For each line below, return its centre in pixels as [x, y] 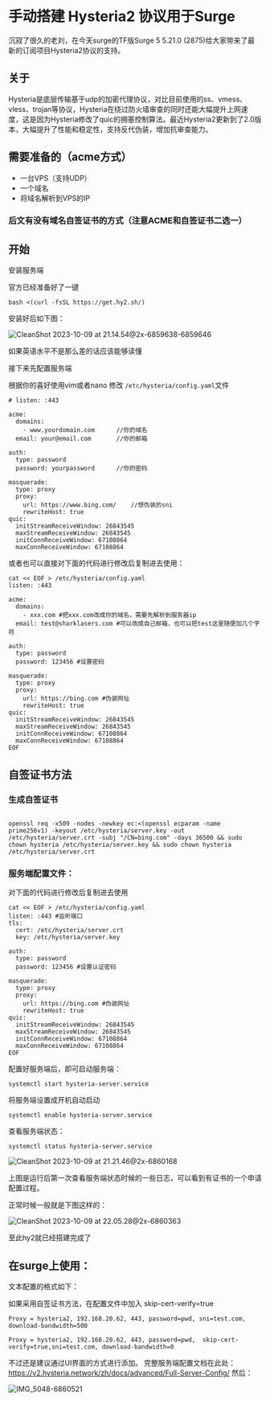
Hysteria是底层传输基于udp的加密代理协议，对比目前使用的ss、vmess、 [128, 99]
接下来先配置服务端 [40, 368]
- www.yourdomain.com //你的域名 [85, 430]
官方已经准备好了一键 [43, 287]
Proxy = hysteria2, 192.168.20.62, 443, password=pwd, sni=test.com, [127, 1319]
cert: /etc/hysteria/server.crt [70, 931]
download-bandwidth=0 [138, 1347]
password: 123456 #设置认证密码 [66, 967]
